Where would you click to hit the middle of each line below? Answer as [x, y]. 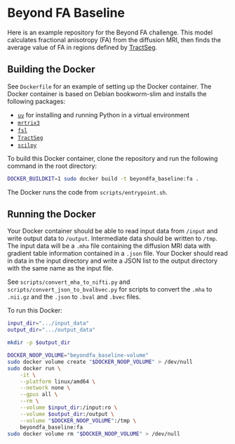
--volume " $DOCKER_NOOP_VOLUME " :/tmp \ [78, 420]
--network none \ [45, 388]
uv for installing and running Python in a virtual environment [103, 115]
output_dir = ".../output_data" [52, 330]
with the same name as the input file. [61, 268]
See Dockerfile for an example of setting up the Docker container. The [109, 86]
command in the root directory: [52, 166]
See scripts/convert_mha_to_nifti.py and [69, 282]
